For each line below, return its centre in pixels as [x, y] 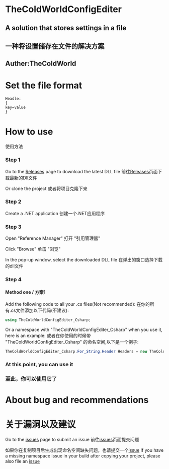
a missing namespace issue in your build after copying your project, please [83, 456]
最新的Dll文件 [23, 178]
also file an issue [23, 461]
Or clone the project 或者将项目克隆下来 [47, 188]
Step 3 [13, 227]
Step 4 [13, 280]
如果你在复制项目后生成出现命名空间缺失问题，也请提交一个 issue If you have [84, 450]
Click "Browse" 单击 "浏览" [33, 249]
